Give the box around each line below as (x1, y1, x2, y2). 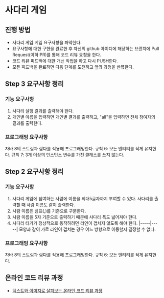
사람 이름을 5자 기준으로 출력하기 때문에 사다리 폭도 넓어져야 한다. (12, 214, 138, 220)
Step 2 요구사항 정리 (5, 167, 64, 176)
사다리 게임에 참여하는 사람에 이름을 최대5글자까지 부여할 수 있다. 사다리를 (12, 195, 153, 201)
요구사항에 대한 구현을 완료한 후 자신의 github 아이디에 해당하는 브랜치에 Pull (12, 46, 159, 52)
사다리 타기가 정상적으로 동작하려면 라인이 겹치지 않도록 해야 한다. (12, 220, 138, 226)
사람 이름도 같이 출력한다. (26, 202, 75, 208)
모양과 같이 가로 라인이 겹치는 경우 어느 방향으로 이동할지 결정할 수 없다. (19, 226, 156, 232)
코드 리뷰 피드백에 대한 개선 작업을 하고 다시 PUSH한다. (12, 58, 118, 64)
